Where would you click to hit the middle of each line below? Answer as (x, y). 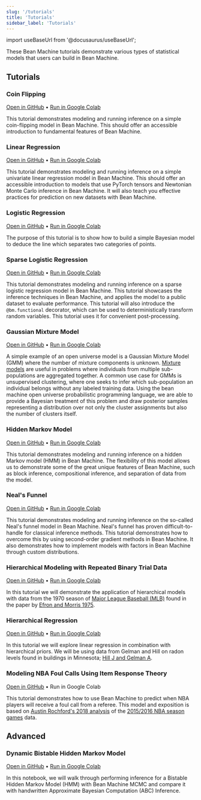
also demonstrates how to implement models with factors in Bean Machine (98, 545)
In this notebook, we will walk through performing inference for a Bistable (97, 778)
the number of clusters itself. (42, 414)
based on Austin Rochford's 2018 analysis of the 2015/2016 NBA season (95, 711)
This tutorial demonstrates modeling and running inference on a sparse (94, 284)
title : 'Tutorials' (31, 17)
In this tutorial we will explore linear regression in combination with (88, 645)
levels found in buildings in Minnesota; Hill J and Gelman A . (79, 658)
